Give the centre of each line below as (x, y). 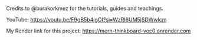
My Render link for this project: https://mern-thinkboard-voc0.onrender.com (98, 31)
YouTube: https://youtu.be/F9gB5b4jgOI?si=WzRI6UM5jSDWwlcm (86, 19)
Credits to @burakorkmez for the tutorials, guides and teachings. (85, 8)
